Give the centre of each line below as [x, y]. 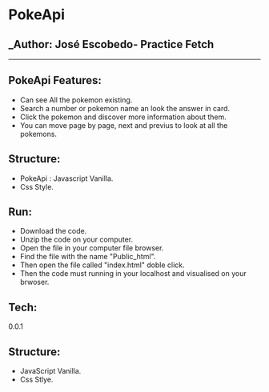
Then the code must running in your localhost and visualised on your [133, 274]
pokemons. [38, 134]
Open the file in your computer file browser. [92, 248]
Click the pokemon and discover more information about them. [123, 117]
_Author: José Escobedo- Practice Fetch [111, 44]
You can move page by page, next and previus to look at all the [124, 125]
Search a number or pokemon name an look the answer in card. [125, 108]
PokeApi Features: [55, 80]
